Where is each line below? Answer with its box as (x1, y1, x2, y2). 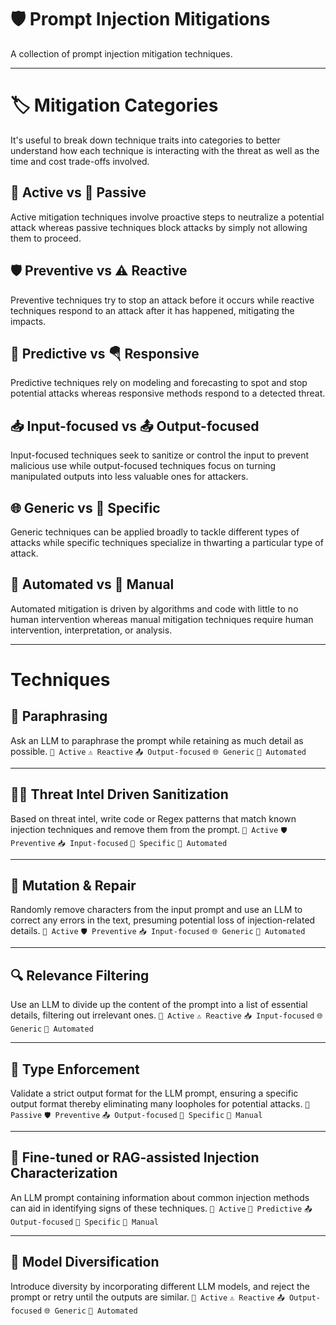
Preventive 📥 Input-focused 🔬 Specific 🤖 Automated (10, 838, 228, 848)
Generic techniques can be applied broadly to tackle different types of (10, 526, 300, 538)
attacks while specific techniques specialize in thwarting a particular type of (10, 536, 324, 548)
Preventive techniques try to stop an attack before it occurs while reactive (10, 294, 315, 306)
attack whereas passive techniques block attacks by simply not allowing (10, 221, 308, 233)
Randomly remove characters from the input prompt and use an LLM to (10, 904, 303, 916)
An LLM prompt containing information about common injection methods (10, 1191, 310, 1203)
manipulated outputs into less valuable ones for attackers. (10, 471, 249, 483)
